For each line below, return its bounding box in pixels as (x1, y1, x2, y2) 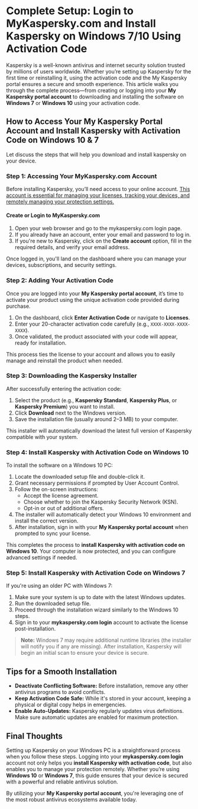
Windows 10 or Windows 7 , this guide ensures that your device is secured (6, 772, 188, 779)
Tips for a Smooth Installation (6, 666, 117, 677)
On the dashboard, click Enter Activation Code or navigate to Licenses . (14, 314, 190, 321)
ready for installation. (14, 339, 67, 346)
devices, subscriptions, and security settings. (6, 262, 117, 269)
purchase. (6, 302, 31, 310)
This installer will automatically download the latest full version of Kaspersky (6, 427, 192, 434)
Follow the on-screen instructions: (14, 486, 99, 493)
